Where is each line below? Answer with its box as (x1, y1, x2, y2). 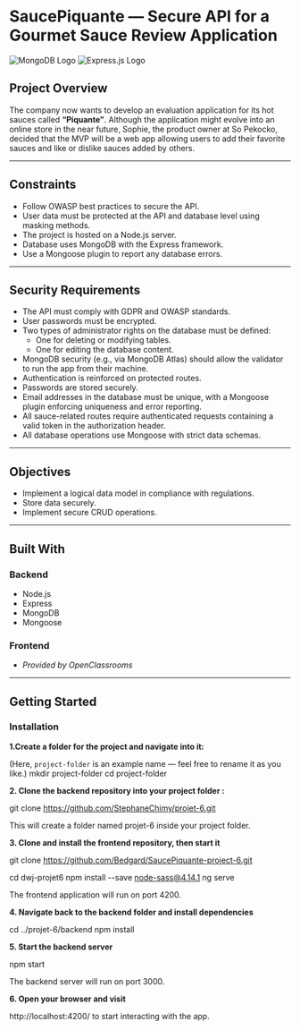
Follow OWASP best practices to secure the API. (21, 200, 200, 211)
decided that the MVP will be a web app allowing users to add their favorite (9, 132, 286, 144)
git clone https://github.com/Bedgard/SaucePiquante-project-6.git (9, 855, 253, 865)
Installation (9, 720, 60, 733)
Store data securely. (21, 498, 96, 508)
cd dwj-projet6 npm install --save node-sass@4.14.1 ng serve (9, 872, 235, 882)
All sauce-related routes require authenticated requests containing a (21, 411, 274, 421)
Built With (9, 541, 65, 557)
